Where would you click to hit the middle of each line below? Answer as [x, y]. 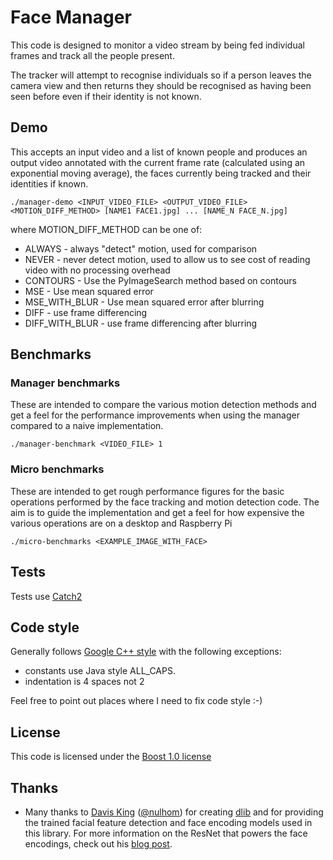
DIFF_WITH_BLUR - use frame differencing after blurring [141, 323]
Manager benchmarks [65, 383]
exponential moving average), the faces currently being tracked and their [161, 173]
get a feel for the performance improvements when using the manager [155, 415]
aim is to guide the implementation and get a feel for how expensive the [157, 512]
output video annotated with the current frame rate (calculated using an [158, 162]
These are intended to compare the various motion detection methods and [163, 405]
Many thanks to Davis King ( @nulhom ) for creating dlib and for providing [174, 812]
